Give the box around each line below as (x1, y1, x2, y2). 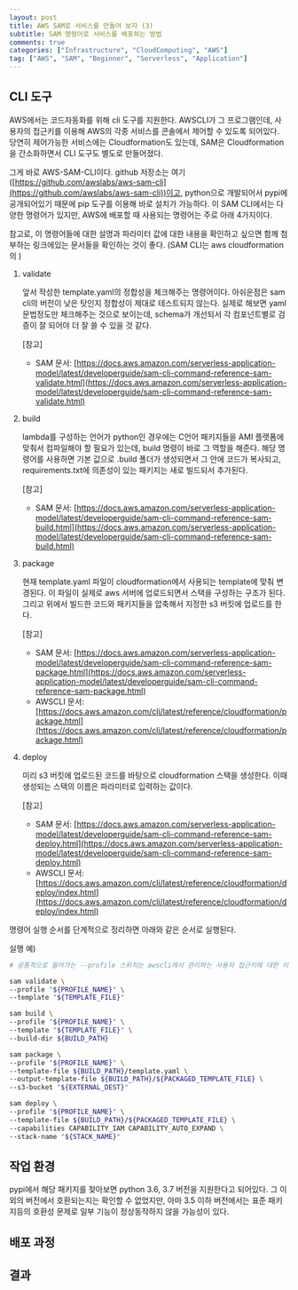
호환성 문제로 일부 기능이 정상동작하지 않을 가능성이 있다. (32, 1207, 230, 1217)
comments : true (9, 37, 66, 47)
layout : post (9, 12, 58, 22)
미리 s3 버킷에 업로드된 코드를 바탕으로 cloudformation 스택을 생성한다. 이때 (21, 770, 288, 780)
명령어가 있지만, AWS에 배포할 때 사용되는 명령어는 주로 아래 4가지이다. (25, 210, 273, 220)
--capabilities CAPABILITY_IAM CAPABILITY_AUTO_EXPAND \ (9, 1124, 224, 1133)
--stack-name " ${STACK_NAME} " (9, 1132, 122, 1141)
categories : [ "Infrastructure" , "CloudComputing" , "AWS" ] (9, 46, 228, 55)
